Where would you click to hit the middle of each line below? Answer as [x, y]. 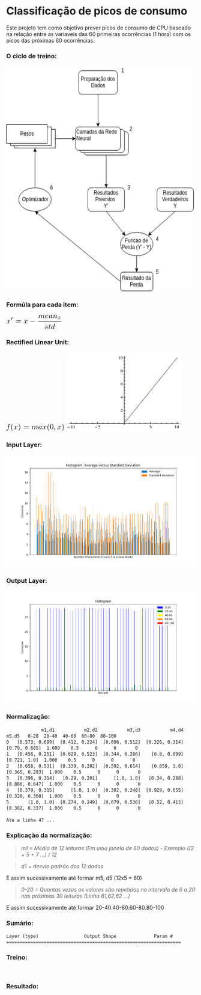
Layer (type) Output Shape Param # [89, 936]
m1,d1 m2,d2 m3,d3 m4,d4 [112, 730]
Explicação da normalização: [49, 835]
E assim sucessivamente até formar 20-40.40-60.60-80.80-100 [85, 908]
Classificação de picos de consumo [97, 11]
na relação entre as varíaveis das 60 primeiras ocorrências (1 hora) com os [98, 34]
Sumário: [20, 923]
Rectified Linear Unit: [38, 342]
